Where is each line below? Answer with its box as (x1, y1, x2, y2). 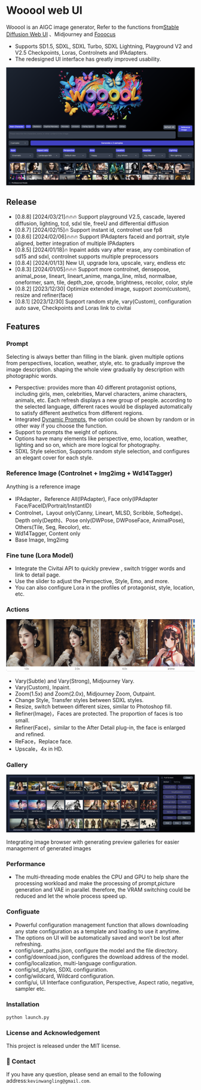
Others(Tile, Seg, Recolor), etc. (14, 523, 92, 530)
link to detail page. (14, 571, 61, 578)
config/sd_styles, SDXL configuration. (14, 966, 109, 973)
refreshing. (14, 940, 42, 948)
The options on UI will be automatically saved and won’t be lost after (14, 934, 184, 941)
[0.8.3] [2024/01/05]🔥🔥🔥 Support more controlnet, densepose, (14, 265, 171, 273)
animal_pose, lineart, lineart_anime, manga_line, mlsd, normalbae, (14, 272, 177, 279)
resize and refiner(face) (14, 291, 74, 298)
